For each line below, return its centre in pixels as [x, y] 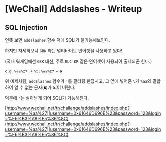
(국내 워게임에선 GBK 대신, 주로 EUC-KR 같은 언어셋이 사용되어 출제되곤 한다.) [79, 61]
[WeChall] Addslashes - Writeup [74, 9]
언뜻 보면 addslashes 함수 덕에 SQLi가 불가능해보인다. [58, 40]
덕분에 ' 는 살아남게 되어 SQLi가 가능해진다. [47, 98]
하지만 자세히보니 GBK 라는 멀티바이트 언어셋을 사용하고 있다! [64, 50]
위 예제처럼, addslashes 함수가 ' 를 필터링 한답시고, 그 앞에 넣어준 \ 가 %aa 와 [78, 81]
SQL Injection [26, 28]
